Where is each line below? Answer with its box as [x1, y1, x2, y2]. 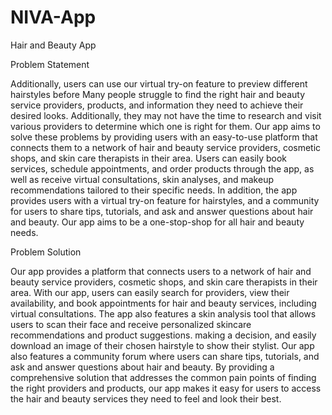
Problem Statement [10, 58, 90, 70]
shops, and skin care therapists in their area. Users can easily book [10, 152, 287, 164]
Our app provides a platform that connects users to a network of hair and [10, 265, 312, 277]
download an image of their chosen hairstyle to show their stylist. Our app [10, 339, 315, 351]
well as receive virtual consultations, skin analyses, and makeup [10, 173, 275, 185]
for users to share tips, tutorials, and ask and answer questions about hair [10, 205, 314, 217]
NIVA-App [10, 6, 97, 29]
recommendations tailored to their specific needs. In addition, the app [10, 184, 298, 196]
